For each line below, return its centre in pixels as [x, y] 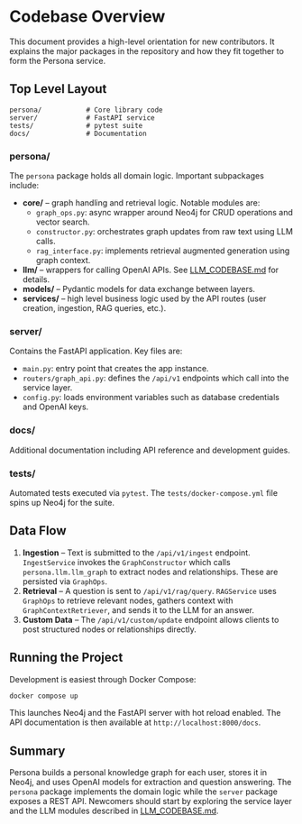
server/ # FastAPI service [82, 118]
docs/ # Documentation [78, 133]
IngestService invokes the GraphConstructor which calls [127, 562]
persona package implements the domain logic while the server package [143, 792]
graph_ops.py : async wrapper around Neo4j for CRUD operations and [164, 213]
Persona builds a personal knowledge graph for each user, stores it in [138, 773]
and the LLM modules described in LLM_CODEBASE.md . [114, 811]
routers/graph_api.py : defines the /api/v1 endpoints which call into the [156, 378]
